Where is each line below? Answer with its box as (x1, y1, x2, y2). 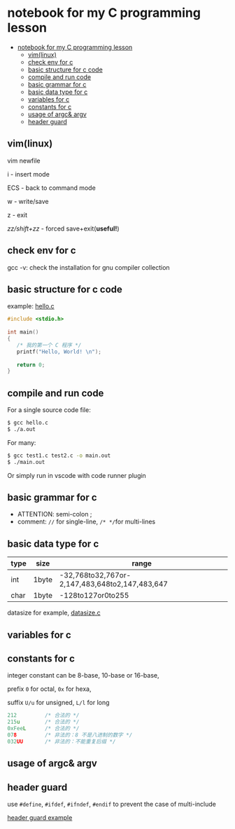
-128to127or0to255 (59, 591, 129, 601)
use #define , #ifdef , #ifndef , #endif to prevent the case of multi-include (7, 800, 217, 808)
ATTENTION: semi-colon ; (17, 510, 92, 519)
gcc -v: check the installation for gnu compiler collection (7, 263, 170, 271)
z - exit (7, 210, 28, 219)
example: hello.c (7, 302, 55, 310)
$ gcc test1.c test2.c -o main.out (7, 452, 111, 459)
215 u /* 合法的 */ (7, 718, 80, 726)
